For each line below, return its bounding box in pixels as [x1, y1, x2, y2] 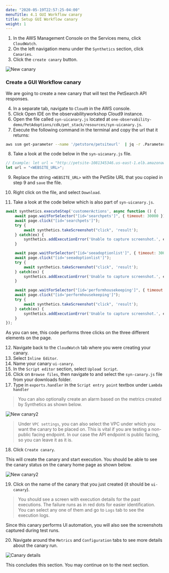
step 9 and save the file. [13, 179, 62, 186]
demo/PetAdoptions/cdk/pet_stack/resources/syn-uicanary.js [13, 122, 141, 127]
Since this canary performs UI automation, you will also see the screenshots [6, 522, 163, 528]
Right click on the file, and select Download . [13, 189, 101, 196]
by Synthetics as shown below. [18, 402, 82, 408]
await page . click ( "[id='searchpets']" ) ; [15, 218, 100, 223]
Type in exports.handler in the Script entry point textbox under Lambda [13, 382, 162, 388]
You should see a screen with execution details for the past [18, 496, 140, 503]
